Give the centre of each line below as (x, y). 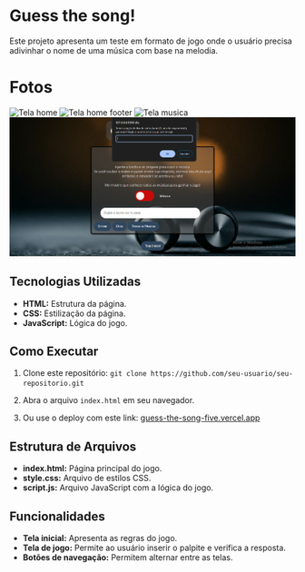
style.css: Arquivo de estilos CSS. (87, 478)
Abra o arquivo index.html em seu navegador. (108, 400)
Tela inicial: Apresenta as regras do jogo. (100, 537)
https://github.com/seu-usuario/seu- (221, 374)
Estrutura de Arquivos (73, 446)
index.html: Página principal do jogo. (92, 468)
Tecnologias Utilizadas (75, 282)
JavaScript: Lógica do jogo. (75, 322)
